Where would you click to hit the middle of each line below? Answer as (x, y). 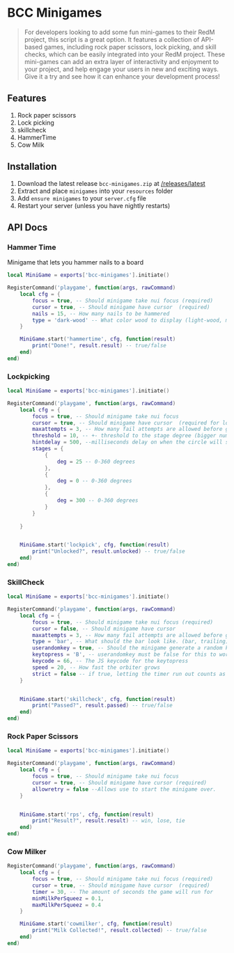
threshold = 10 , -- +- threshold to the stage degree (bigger (124, 436)
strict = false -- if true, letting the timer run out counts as (129, 674)
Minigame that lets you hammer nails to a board (76, 262)
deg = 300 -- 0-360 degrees (97, 501)
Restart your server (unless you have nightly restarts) (94, 205)
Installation (32, 167)
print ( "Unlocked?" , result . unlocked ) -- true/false (109, 551)
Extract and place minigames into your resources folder (95, 191)
